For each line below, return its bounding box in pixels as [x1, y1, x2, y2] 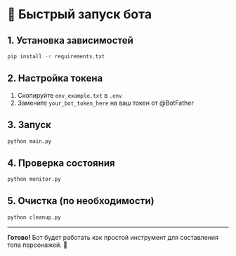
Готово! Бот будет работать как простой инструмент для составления [7, 233, 219, 241]
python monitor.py [7, 176, 61, 183]
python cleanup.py [7, 214, 61, 221]
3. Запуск [7, 119, 51, 131]
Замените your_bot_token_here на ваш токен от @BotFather [17, 98, 195, 107]
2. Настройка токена [7, 72, 103, 84]
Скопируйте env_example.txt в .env [17, 91, 122, 99]
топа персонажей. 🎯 [7, 241, 68, 249]
